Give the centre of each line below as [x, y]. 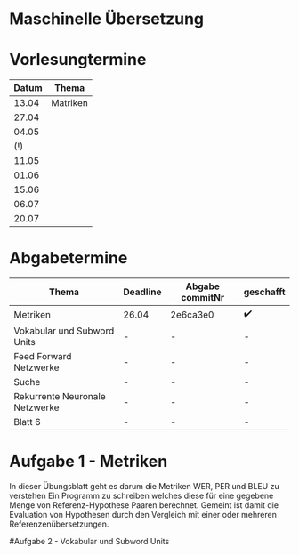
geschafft [264, 292]
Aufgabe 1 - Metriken [89, 462]
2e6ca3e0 [192, 314]
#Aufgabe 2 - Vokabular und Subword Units [89, 541]
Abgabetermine [69, 258]
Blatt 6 [28, 422]
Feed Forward [43, 357]
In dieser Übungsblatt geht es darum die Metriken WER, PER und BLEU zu [144, 486]
